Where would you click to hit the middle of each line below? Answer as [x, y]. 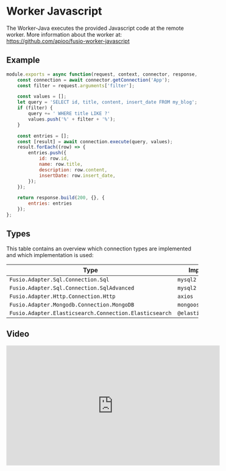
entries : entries [50, 204]
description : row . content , [73, 170]
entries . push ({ [48, 153]
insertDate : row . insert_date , [77, 175]
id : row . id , [54, 159]
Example [23, 60]
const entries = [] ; [43, 136]
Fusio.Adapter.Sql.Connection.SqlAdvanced [72, 288]
